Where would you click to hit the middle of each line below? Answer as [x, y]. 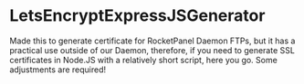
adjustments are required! [58, 70]
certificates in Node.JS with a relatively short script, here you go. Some [144, 60]
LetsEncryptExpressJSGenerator [137, 16]
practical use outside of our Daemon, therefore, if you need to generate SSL [152, 50]
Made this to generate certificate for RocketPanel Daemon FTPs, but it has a [152, 41]
